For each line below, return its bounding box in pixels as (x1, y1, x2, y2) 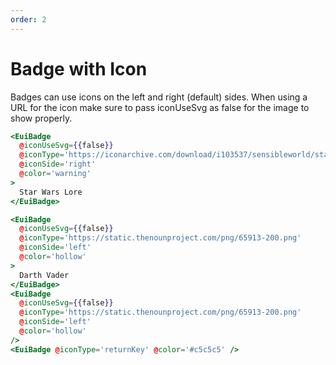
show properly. (10, 112, 73, 124)
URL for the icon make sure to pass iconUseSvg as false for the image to (10, 101, 310, 113)
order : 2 (10, 14, 47, 25)
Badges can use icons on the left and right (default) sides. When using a (10, 91, 308, 103)
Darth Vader (19, 270, 70, 280)
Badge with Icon (10, 57, 148, 80)
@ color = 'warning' (19, 169, 92, 179)
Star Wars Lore (19, 187, 83, 197)
